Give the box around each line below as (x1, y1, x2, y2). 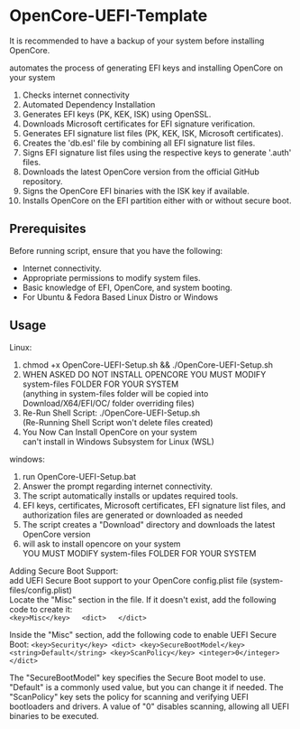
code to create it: (9, 603, 73, 614)
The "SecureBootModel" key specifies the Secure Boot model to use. (9, 672, 266, 683)
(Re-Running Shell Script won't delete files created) (22, 416, 214, 427)
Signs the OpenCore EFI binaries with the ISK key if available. (22, 185, 250, 196)
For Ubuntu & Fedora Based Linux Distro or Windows (22, 291, 219, 303)
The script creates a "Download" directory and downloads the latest (22, 519, 276, 529)
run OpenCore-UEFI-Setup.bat (22, 471, 137, 481)
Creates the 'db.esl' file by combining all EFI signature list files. (22, 137, 256, 148)
